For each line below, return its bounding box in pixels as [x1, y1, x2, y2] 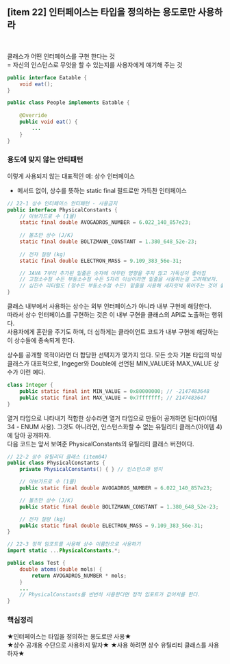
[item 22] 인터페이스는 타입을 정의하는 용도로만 [7, 6, 196, 18]
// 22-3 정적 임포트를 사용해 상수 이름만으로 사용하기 [7, 541, 141, 548]
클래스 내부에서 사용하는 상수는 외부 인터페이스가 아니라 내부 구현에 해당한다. [7, 302, 212, 310]
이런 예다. [19, 368, 46, 376]
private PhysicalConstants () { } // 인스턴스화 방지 [19, 466, 163, 473]
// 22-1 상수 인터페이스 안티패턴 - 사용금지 [7, 200, 118, 207]
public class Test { [7, 560, 66, 567]
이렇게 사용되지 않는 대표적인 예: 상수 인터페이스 [7, 172, 136, 180]
